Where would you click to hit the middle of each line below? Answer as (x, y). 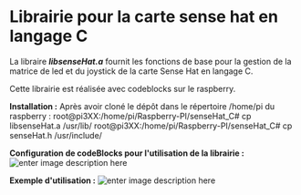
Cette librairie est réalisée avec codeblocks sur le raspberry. (123, 88)
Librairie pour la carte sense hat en (144, 17)
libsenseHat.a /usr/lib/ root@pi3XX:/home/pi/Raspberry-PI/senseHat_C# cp (151, 126)
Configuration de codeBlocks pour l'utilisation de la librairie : (127, 153)
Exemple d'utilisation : (52, 180)
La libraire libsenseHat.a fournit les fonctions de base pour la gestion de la (150, 61)
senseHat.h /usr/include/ (56, 135)
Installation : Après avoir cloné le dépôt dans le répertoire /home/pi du (142, 106)
